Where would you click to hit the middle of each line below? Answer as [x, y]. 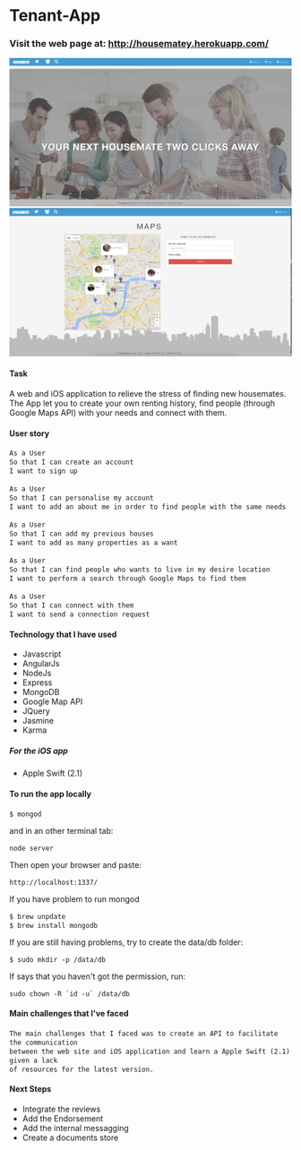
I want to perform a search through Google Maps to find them [128, 579]
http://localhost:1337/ [54, 882]
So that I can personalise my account [82, 498]
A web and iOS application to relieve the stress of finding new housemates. [148, 394]
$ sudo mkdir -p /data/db [57, 959]
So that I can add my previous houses [82, 534]
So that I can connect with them [72, 605]
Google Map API [52, 702]
